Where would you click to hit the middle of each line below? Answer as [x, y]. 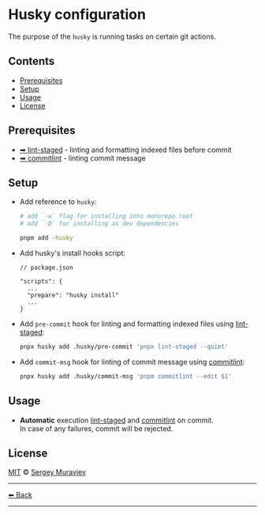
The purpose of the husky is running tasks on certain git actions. [112, 36]
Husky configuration [77, 15]
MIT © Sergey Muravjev [47, 472]
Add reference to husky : [58, 202]
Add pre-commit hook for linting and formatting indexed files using [127, 324]
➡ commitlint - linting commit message [82, 158]
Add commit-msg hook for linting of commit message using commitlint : [132, 362]
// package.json [46, 267]
